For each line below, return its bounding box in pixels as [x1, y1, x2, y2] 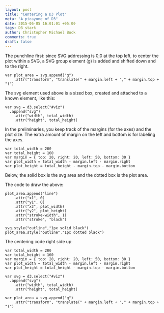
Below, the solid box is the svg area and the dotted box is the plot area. [5, 172, 148, 178]
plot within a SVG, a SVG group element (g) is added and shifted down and [5, 58, 156, 64]
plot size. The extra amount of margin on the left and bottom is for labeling [5, 131, 156, 137]
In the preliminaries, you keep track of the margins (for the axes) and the [5, 126, 152, 132]
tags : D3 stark [5, 26, 36, 31]
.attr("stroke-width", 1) [14, 213, 67, 218]
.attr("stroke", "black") [14, 217, 67, 222]
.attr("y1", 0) [14, 200, 45, 205]
